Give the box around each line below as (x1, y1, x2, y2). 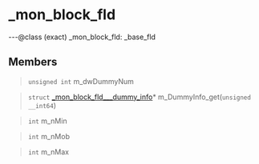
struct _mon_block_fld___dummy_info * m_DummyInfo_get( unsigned (27, 92, 251, 102)
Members (8, 55, 58, 69)
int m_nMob (27, 131, 71, 141)
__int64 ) (27, 100, 57, 110)
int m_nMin (27, 116, 67, 126)
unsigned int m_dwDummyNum (27, 76, 135, 86)
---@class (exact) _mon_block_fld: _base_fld (8, 32, 156, 42)
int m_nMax (27, 146, 70, 157)
